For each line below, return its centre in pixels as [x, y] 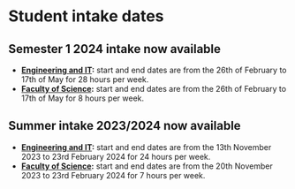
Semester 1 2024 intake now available [115, 49]
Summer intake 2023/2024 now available [125, 126]
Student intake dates [86, 16]
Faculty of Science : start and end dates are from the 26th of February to [154, 89]
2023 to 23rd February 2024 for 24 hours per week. [116, 156]
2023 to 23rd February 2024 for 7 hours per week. [113, 175]
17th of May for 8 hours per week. [83, 98]
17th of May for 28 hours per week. [85, 79]
